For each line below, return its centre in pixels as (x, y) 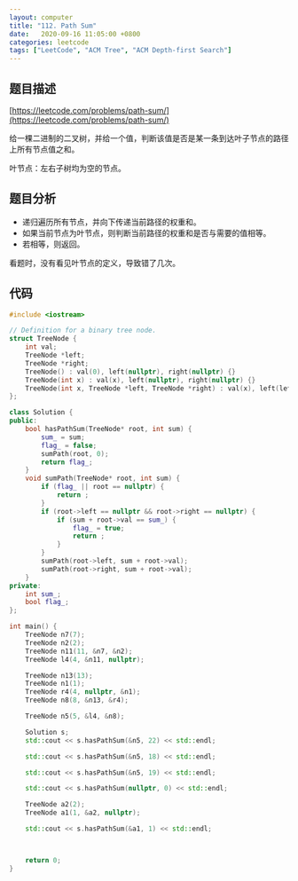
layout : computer (41, 17)
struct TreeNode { (43, 339)
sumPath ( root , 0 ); (75, 453)
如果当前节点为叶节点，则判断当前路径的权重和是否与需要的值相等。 (146, 232)
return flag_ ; (67, 462)
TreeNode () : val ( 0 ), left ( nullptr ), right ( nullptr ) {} (131, 372)
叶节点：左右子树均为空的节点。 (67, 168)
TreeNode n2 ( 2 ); (55, 643)
